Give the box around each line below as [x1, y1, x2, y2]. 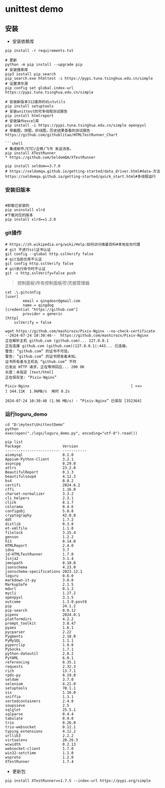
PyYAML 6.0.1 [5, 655, 74, 660]
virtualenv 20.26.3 [5, 737, 78, 743]
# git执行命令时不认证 [5, 266, 46, 271]
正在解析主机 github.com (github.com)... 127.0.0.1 [5, 338, 109, 343]
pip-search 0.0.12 [5, 608, 76, 613]
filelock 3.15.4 [5, 530, 76, 535]
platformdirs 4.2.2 [5, 616, 74, 622]
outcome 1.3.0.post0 [5, 599, 87, 604]
